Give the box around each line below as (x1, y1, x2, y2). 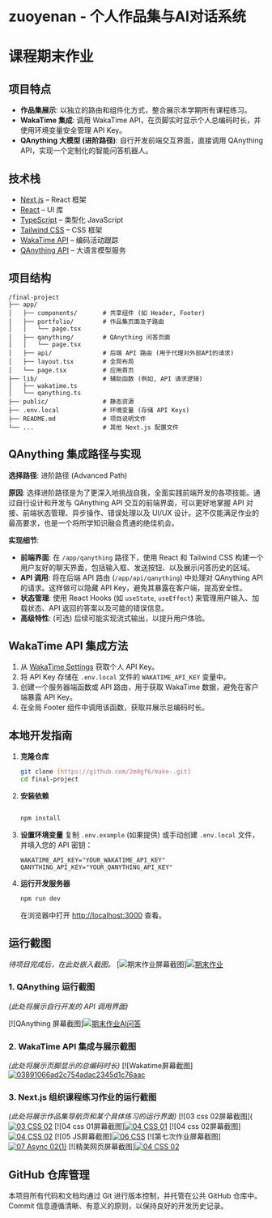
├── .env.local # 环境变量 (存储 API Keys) (8, 406, 190, 414)
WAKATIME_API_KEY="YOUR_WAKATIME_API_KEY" (19, 856, 166, 864)
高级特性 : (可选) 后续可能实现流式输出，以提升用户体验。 (19, 613, 209, 623)
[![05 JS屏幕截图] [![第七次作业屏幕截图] (54, 1131, 221, 1142)
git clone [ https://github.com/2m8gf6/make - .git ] (19, 768, 192, 776)
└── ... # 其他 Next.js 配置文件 (8, 423, 180, 432)
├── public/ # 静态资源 (8, 398, 135, 406)
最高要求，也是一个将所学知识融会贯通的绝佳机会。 (8, 517, 179, 527)
